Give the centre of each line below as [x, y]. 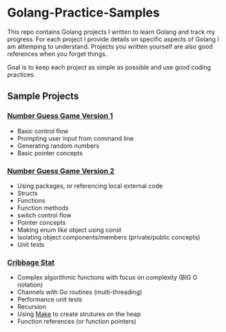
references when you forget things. [57, 54]
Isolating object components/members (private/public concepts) [109, 237]
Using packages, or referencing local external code [90, 186]
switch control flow [44, 215]
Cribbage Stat [31, 262]
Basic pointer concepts [50, 153]
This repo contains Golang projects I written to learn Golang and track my [111, 32]
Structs [27, 193]
